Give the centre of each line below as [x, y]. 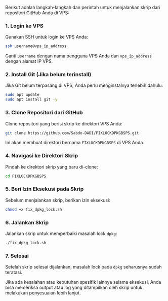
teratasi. [14, 272]
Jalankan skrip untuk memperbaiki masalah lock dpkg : [61, 233]
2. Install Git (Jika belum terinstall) [48, 75]
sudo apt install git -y [31, 99]
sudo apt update [22, 95]
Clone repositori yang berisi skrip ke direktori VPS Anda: [64, 123]
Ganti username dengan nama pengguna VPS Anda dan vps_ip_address [78, 56]
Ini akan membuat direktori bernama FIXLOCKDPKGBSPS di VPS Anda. [75, 143]
